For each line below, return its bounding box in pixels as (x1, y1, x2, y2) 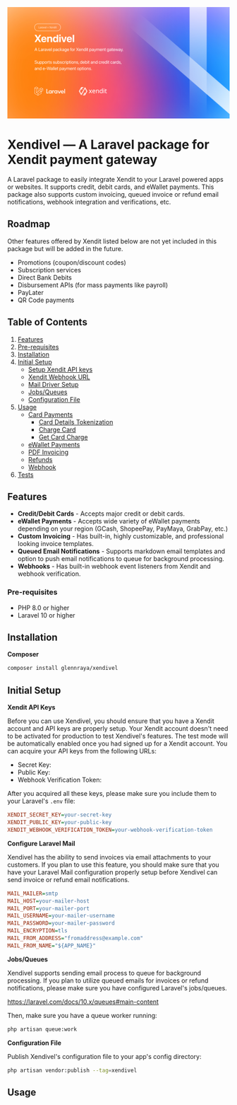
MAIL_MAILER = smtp (7, 890, 59, 897)
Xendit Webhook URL (28, 372, 90, 381)
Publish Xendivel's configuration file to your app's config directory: (7, 1052, 202, 1060)
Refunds (28, 455, 53, 463)
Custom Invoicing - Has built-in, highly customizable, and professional (17, 532, 224, 540)
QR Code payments (17, 296, 75, 304)
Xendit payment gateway (7, 152, 157, 168)
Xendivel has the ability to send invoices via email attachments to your (7, 852, 212, 861)
